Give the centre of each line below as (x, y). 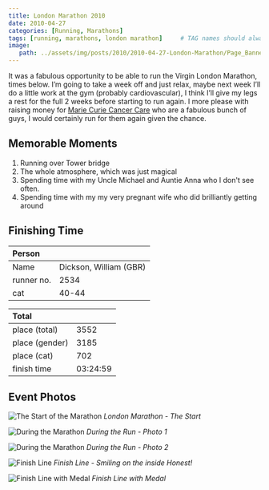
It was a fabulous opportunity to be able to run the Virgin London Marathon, (133, 76)
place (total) (35, 330)
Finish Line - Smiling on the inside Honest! (123, 463)
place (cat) (33, 355)
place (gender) (40, 342)
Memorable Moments (63, 144)
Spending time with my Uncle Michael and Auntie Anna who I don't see (137, 180)
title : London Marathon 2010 (57, 16)
